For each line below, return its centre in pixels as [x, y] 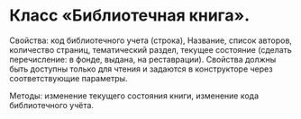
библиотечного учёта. [52, 105]
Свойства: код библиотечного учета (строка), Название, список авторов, [151, 40]
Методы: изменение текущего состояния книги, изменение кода [134, 96]
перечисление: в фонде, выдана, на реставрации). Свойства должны [143, 59]
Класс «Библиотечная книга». [130, 16]
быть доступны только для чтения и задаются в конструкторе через [141, 69]
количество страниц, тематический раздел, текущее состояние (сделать [151, 49]
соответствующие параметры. [68, 78]
